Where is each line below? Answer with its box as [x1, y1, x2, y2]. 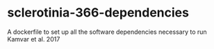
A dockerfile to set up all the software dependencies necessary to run [7, 28, 207, 36]
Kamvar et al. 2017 [7, 35, 60, 43]
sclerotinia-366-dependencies [7, 5, 190, 21]
